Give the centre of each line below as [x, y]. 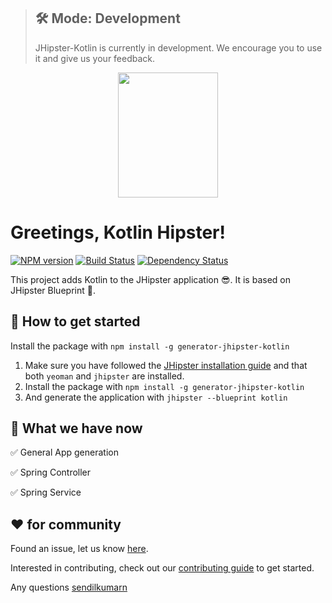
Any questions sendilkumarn [69, 587]
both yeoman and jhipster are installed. [104, 376]
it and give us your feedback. [95, 58]
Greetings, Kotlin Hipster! [118, 232]
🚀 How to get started [75, 321]
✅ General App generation [64, 452]
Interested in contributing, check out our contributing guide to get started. [162, 568]
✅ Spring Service [46, 492]
